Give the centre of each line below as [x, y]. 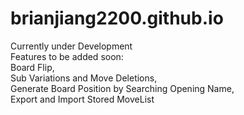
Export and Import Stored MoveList [82, 99]
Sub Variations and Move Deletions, [84, 78]
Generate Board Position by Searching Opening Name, [122, 88]
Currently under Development [71, 46]
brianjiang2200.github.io [117, 18]
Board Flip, [32, 67]
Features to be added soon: [67, 56]
